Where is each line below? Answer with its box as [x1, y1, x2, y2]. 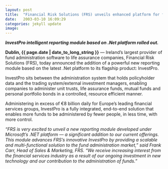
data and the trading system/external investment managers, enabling [5, 80, 147, 86]
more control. [5, 116, 33, 122]
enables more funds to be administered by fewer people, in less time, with [5, 111, 157, 117]
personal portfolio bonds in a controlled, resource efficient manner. [5, 91, 143, 97]
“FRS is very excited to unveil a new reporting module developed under [5, 126, 152, 132]
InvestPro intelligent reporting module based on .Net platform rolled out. [5, 39, 159, 45]
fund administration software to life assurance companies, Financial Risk [5, 54, 154, 60]
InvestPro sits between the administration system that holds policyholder [5, 75, 155, 81]
